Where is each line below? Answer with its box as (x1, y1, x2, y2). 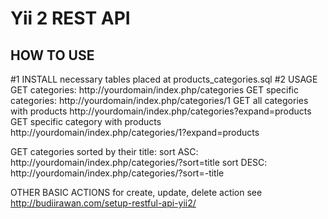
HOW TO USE (10, 47, 95, 64)
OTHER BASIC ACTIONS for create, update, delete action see (10, 187, 263, 198)
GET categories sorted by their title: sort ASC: (10, 146, 199, 157)
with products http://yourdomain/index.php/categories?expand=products (10, 105, 312, 117)
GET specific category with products (10, 116, 162, 127)
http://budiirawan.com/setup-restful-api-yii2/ (10, 197, 197, 209)
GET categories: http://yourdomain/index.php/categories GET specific (10, 84, 299, 96)
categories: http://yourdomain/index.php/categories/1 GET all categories (10, 95, 309, 106)
